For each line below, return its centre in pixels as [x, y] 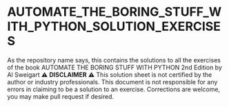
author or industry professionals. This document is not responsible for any [112, 82]
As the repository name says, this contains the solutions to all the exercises [114, 60]
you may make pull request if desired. [61, 96]
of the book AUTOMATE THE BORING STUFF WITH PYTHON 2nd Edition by [115, 67]
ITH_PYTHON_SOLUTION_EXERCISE [114, 26]
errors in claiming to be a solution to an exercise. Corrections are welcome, [114, 89]
